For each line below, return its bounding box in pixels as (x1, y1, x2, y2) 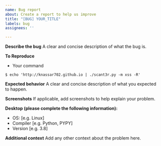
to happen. (5, 86, 27, 92)
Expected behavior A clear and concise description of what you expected (5, 81, 157, 87)
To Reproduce (5, 53, 35, 59)
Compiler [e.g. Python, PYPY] (12, 120, 73, 126)
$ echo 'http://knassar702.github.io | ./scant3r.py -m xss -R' (5, 72, 141, 77)
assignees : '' (5, 26, 35, 31)
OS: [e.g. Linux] (12, 115, 45, 121)
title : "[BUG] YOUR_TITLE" (5, 16, 61, 21)
